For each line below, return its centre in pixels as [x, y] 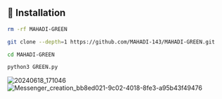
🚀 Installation [37, 13]
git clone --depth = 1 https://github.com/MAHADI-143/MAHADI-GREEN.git [111, 42]
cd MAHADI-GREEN [31, 54]
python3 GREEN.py [33, 67]
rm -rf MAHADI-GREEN [38, 29]
